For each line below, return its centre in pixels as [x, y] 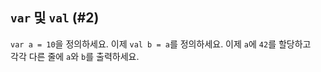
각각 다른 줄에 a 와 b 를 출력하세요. [75, 56]
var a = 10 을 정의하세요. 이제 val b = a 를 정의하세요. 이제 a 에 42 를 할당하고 [161, 44]
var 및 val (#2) [55, 18]
